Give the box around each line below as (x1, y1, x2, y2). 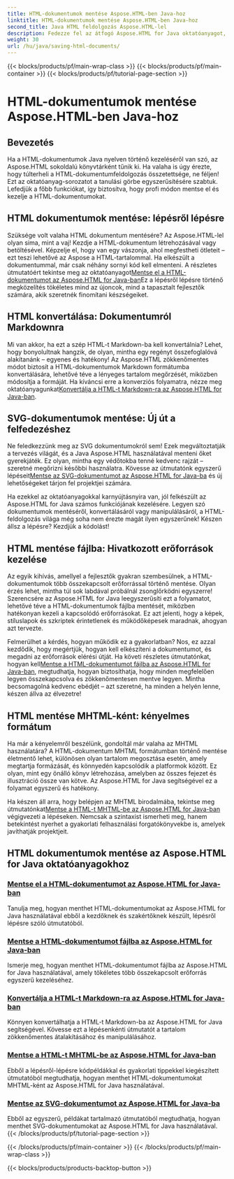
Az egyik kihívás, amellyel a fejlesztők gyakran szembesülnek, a (7, 572, 191, 580)
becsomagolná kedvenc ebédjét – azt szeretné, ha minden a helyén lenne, (7, 683, 221, 691)
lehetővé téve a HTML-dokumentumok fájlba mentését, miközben (7, 602, 196, 610)
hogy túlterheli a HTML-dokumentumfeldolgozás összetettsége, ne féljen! (7, 170, 219, 178)
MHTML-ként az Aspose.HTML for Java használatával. (7, 1081, 165, 1089)
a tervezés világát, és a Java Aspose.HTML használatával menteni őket (7, 449, 212, 458)
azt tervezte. (7, 624, 44, 633)
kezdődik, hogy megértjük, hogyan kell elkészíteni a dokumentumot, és (7, 645, 212, 654)
